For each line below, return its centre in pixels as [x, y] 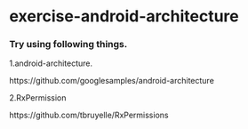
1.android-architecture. [51, 63]
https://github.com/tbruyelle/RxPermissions [89, 115]
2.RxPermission [38, 98]
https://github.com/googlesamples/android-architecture [112, 81]
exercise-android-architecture [124, 16]
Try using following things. [68, 44]
